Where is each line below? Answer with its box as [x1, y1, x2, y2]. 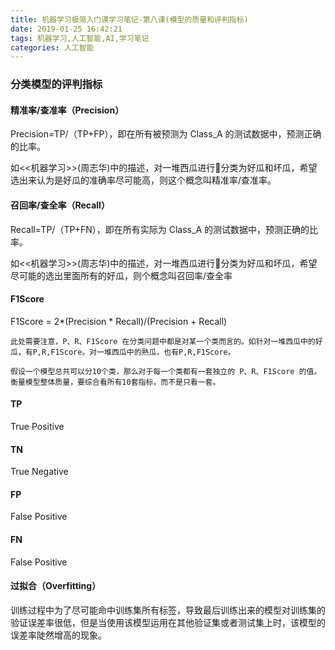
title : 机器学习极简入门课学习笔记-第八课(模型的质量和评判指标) [10, 14, 249, 25]
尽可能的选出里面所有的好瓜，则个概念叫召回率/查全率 [10, 269, 233, 281]
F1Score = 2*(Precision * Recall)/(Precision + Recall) [10, 315, 228, 327]
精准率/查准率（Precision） [10, 104, 125, 116]
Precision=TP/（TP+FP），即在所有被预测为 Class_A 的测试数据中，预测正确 [10, 128, 322, 140]
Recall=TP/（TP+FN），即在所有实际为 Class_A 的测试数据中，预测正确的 [10, 223, 310, 235]
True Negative [10, 466, 69, 478]
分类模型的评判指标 [10, 77, 103, 91]
